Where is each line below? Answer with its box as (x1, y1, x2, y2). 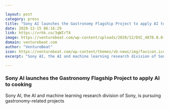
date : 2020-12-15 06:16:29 (5, 26, 62, 31)
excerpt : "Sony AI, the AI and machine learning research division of (5, 54, 156, 59)
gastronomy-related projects (5, 97, 64, 103)
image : (5, 35, 19, 40)
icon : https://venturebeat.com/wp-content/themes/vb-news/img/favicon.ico (5, 49, 165, 54)
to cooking (5, 81, 32, 88)
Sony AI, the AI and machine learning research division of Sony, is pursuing (5, 92, 161, 98)
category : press (5, 16, 39, 22)
